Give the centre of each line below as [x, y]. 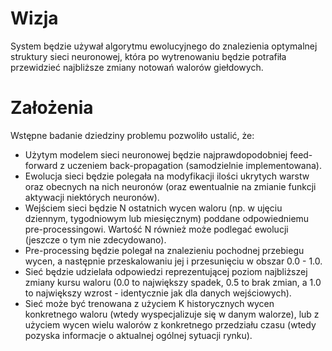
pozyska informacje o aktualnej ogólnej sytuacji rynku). [138, 335]
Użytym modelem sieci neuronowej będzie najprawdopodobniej [156, 154]
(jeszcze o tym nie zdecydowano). [95, 239]
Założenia [52, 108]
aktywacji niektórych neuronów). [92, 197]
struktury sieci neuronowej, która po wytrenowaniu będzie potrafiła [148, 56]
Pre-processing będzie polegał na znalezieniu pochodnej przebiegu [164, 250]
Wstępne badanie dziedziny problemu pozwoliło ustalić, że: [132, 135]
